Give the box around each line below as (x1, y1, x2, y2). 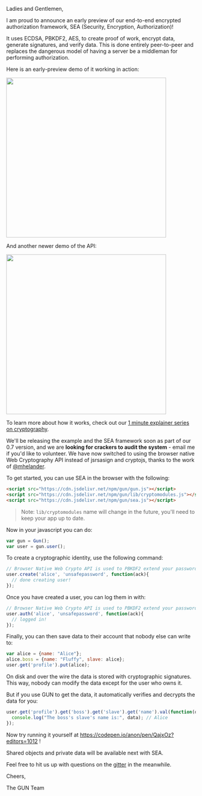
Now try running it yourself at (6, 731, 79, 738)
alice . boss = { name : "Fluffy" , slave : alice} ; (6, 656, 125, 662)
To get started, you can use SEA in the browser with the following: (6, 475, 170, 481)
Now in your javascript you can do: (6, 526, 93, 533)
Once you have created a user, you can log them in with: (6, 593, 146, 600)
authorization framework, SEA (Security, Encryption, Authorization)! (6, 23, 174, 30)
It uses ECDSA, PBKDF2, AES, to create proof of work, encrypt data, (6, 35, 176, 42)
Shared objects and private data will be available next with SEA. (6, 749, 164, 756)
